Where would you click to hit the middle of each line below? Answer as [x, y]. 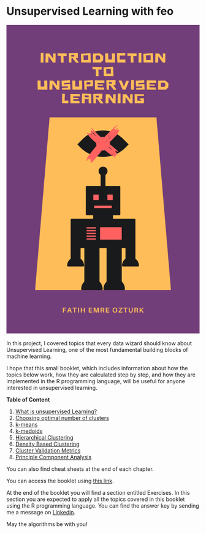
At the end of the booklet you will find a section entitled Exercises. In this [98, 493]
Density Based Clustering [47, 444]
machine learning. [29, 356]
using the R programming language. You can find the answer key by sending [103, 506]
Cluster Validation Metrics [48, 451]
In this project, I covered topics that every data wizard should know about [99, 343]
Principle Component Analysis [53, 457]
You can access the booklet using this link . [60, 481]
